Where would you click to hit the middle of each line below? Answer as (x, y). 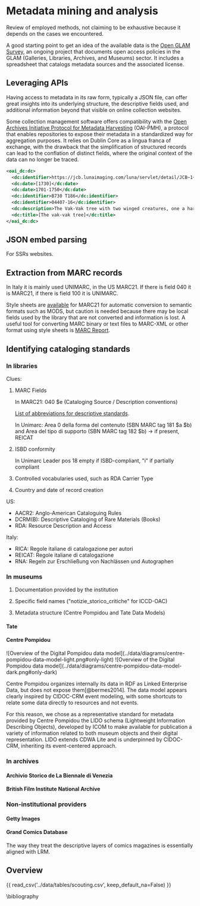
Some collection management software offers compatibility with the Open (97, 121)
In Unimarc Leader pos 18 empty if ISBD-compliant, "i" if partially (94, 460)
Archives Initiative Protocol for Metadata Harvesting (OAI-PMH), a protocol (98, 128)
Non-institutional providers (46, 804)
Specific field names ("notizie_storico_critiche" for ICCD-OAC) (91, 601)
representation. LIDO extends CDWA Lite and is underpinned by (84, 739)
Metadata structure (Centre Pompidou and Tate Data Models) (90, 613)
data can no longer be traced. (43, 159)
